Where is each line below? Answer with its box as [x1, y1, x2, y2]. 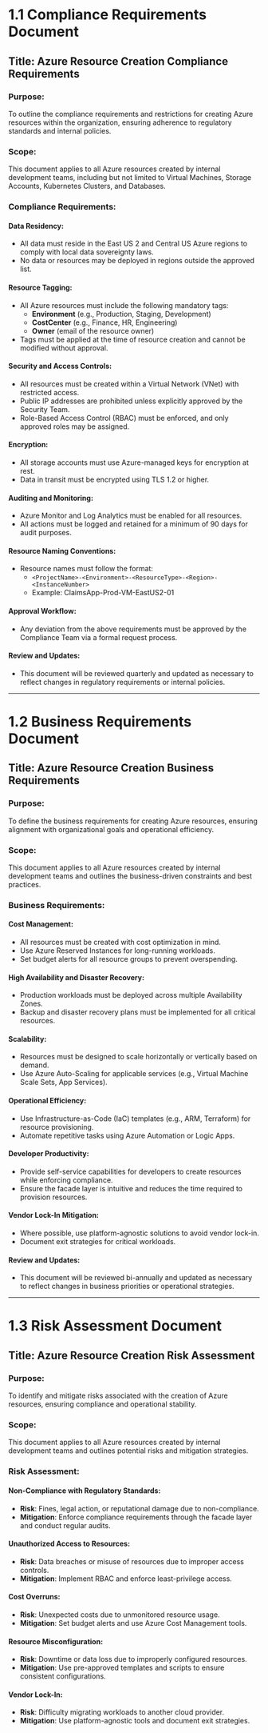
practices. [8, 879, 41, 889]
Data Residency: [8, 221, 64, 230]
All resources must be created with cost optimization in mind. [19, 938, 222, 947]
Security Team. [19, 404, 70, 414]
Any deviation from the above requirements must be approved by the [19, 624, 247, 634]
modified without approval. [19, 342, 108, 353]
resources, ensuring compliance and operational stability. [8, 1399, 197, 1409]
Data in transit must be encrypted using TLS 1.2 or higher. [19, 474, 210, 484]
